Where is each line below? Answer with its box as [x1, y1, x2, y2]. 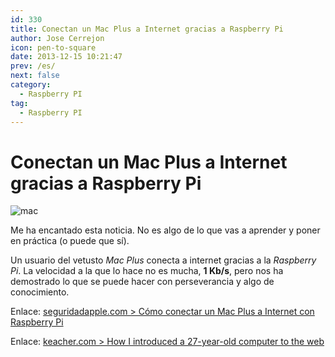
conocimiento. [10, 286, 70, 298]
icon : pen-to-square [10, 42, 97, 53]
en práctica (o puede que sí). [10, 235, 130, 247]
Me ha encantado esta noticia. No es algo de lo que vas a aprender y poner [10, 224, 321, 236]
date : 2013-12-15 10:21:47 [10, 52, 123, 62]
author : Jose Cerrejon [10, 33, 105, 43]
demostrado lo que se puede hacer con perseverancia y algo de [10, 276, 275, 288]
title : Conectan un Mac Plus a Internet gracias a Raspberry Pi [10, 24, 284, 34]
